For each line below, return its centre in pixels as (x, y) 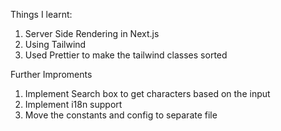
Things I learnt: (41, 14)
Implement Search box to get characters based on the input (147, 93)
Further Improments (51, 74)
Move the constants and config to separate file (121, 115)
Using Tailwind (55, 44)
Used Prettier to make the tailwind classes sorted (126, 55)
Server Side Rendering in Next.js (92, 33)
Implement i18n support (73, 104)
